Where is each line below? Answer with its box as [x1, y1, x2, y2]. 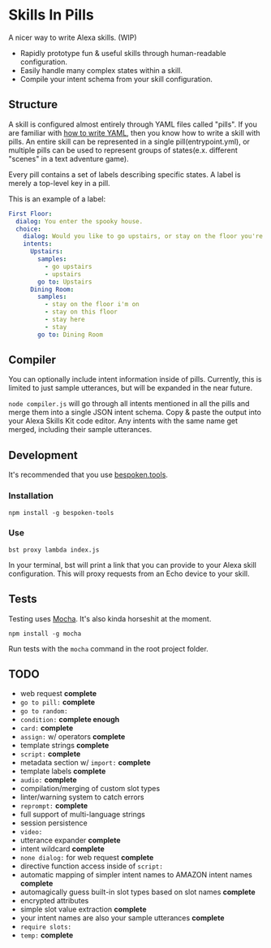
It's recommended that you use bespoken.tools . [8, 470, 169, 480]
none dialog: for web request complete [19, 853, 154, 863]
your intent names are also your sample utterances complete [19, 913, 225, 923]
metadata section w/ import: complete [19, 758, 152, 768]
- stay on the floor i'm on [44, 301, 140, 309]
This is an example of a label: [8, 193, 106, 204]
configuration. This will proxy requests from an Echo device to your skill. [8, 569, 250, 578]
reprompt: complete [19, 801, 88, 811]
